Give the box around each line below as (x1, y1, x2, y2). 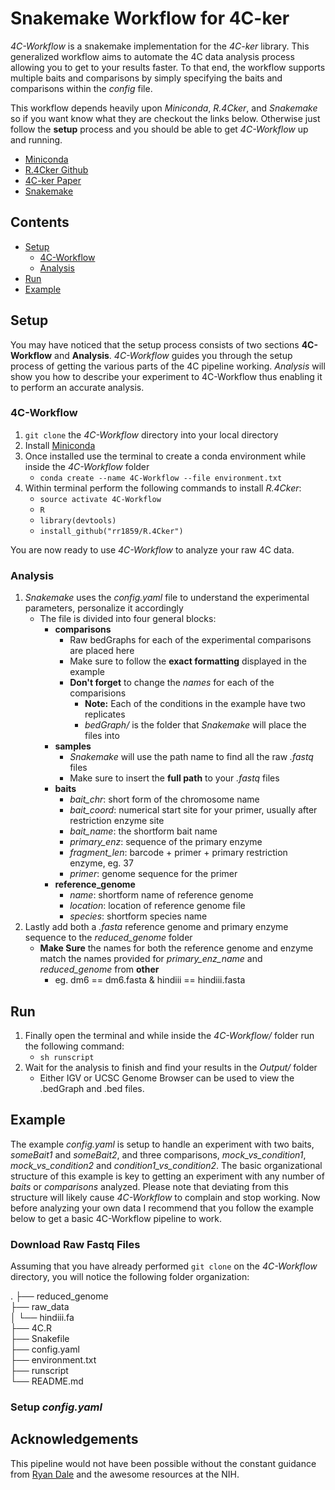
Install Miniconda (24, 439, 96, 451)
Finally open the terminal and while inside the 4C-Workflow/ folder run (24, 1029, 315, 1041)
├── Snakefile (10, 1333, 70, 1345)
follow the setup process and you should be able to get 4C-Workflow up (10, 123, 309, 135)
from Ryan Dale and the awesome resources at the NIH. (10, 1468, 240, 1480)
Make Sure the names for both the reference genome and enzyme (39, 942, 314, 954)
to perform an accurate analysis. (10, 381, 145, 393)
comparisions (69, 687, 127, 699)
